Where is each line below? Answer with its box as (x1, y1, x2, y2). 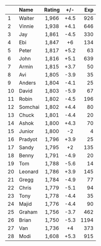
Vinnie (19, 23, 34, 29)
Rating (44, 6, 60, 13)
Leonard (19, 168, 39, 175)
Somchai (19, 104, 40, 110)
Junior (19, 128, 34, 135)
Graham (19, 209, 38, 215)
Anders (19, 80, 36, 86)
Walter (19, 15, 35, 21)
